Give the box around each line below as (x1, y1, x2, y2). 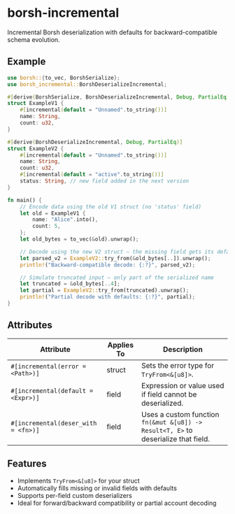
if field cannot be (141, 390, 197, 399)
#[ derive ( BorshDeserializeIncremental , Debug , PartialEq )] (7, 138, 183, 145)
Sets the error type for (141, 360, 215, 370)
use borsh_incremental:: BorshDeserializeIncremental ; (7, 80, 168, 88)
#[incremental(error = (10, 362, 86, 370)
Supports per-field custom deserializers (17, 491, 133, 499)
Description (163, 344, 203, 354)
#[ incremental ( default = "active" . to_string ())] (20, 171, 164, 178)
